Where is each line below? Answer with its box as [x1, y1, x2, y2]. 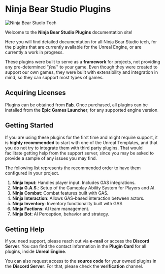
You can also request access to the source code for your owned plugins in [5, 258, 157, 264]
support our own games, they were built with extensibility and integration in [5, 69, 158, 75]
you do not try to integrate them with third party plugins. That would [5, 145, 143, 151]
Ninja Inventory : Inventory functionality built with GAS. [12, 200, 124, 206]
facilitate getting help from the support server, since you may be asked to [5, 150, 154, 156]
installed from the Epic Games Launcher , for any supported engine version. [5, 107, 159, 113]
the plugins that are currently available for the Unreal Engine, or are [5, 44, 142, 50]
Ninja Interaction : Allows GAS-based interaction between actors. [12, 195, 145, 201]
